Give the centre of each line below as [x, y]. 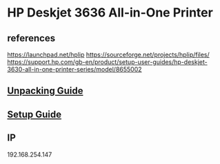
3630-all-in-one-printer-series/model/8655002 [75, 69]
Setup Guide [34, 114]
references [31, 38]
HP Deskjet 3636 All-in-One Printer [110, 13]
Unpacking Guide [45, 91]
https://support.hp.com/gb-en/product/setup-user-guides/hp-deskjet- [108, 62]
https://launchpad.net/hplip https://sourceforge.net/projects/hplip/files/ [109, 54]
